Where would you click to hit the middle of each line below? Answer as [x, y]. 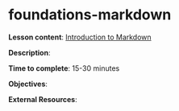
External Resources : [43, 99]
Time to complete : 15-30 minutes [64, 68]
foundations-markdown [90, 15]
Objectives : [28, 84]
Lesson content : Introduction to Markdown [80, 37]
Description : [29, 52]
